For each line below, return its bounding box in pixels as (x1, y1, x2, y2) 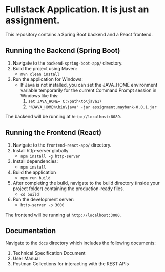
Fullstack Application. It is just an (5, 4, 150, 15)
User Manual (12, 255, 40, 262)
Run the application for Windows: (12, 76, 84, 82)
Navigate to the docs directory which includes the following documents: (5, 240, 156, 246)
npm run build (20, 175, 51, 180)
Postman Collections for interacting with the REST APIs (12, 261, 129, 267)
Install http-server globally (12, 147, 69, 153)
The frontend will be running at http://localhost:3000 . (5, 212, 121, 218)
